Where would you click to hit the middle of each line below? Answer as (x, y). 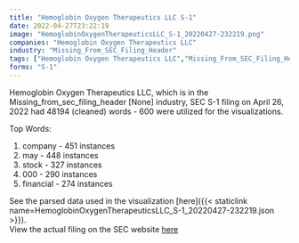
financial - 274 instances (67, 183)
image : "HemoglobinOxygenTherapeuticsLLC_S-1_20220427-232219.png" (137, 34)
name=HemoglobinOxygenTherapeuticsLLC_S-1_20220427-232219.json (142, 210)
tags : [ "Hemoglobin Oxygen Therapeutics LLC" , (97, 59)
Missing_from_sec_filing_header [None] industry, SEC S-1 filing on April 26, (147, 101)
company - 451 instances (69, 146)
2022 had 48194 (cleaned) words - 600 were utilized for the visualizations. (146, 111)
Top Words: (30, 128)
